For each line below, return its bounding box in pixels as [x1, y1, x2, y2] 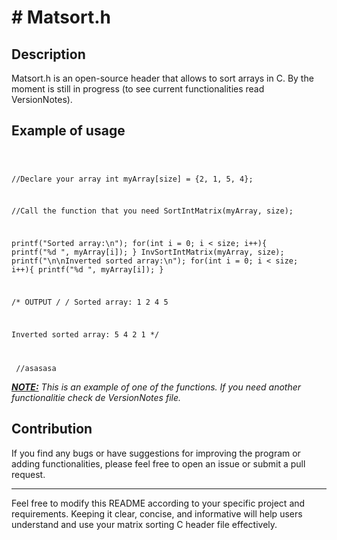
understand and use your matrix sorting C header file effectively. [11, 518, 278, 530]
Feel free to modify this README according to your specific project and [11, 497, 306, 509]
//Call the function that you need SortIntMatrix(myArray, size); [11, 206, 294, 216]
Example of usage [11, 122, 126, 140]
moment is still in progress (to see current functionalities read [11, 83, 265, 95]
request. [11, 468, 46, 480]
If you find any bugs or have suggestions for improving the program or [11, 447, 301, 459]
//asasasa [15, 363, 57, 373]
